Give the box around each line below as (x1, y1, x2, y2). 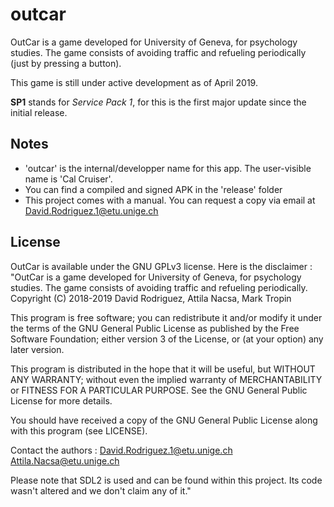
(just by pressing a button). (10, 57, 122, 69)
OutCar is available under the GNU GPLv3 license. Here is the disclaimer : (10, 260, 313, 272)
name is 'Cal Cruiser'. (24, 173, 113, 185)
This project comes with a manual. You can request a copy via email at (24, 194, 316, 206)
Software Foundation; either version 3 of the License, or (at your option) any (10, 333, 324, 345)
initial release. (10, 106, 68, 118)
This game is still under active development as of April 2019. (10, 76, 258, 88)
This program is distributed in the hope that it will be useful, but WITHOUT (10, 363, 316, 375)
